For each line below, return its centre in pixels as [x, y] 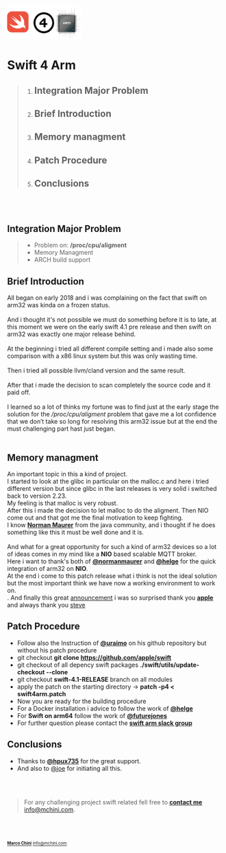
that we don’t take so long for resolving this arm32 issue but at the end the [112, 422]
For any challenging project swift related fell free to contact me [113, 802]
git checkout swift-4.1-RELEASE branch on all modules [95, 679]
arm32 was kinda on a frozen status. [59, 305]
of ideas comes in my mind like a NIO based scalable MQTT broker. [102, 554]
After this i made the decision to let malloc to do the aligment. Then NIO [108, 510]
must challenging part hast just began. [61, 429]
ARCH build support [62, 260]
